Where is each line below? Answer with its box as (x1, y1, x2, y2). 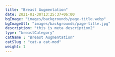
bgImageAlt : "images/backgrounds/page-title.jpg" (5, 21, 111, 26)
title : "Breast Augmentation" (5, 7, 68, 12)
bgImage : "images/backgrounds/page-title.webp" (5, 16, 106, 21)
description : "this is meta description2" (5, 26, 95, 31)
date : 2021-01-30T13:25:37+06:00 (5, 12, 75, 17)
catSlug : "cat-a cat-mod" (5, 40, 61, 45)
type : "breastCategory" (5, 30, 55, 35)
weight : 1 (5, 44, 26, 49)
